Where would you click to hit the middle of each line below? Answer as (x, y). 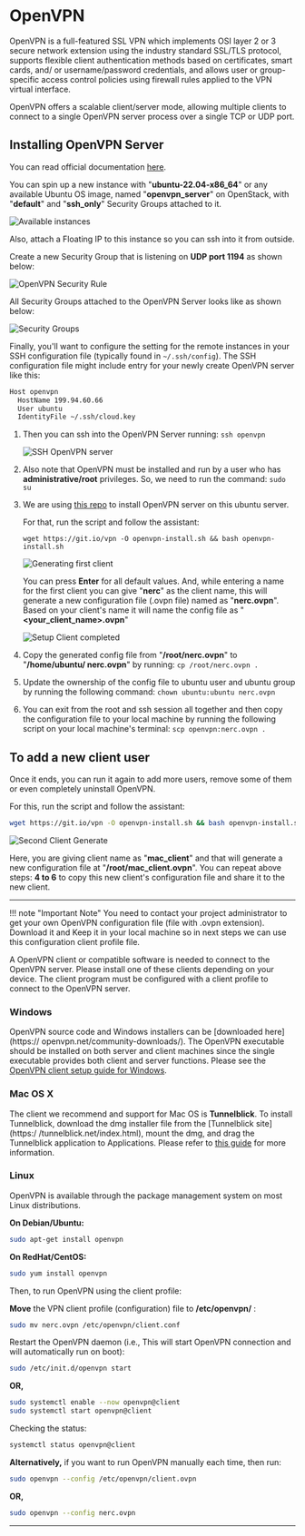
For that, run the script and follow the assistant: (111, 522)
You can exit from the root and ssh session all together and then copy (152, 710)
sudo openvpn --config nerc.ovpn (73, 1512)
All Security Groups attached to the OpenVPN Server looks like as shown (145, 301)
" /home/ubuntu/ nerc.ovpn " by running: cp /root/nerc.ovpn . (140, 665)
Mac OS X (32, 1094)
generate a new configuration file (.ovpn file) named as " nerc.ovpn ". (151, 601)
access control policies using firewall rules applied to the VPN (157, 79)
